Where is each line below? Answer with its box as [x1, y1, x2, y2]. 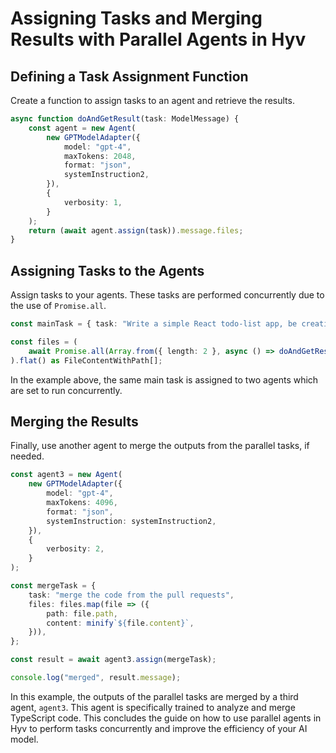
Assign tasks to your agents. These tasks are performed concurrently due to [10, 289, 325, 301]
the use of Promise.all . [10, 300, 107, 312]
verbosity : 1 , [63, 197, 123, 207]
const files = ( [10, 337, 78, 347]
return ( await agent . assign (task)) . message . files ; [28, 225, 244, 236]
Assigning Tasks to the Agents [10, 262, 205, 279]
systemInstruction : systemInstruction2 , [46, 516, 217, 526]
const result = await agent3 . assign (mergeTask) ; [10, 655, 217, 665]
